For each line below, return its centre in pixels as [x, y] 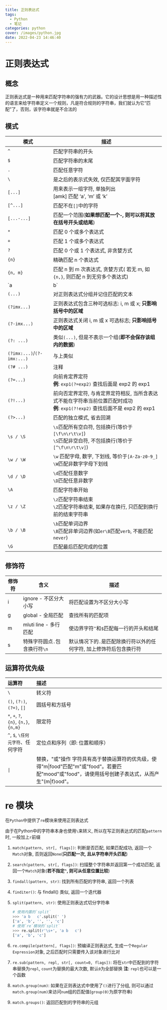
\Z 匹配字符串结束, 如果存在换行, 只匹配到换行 [106, 507]
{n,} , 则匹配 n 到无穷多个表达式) [91, 276]
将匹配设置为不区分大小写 [99, 602]
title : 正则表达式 [22, 10]
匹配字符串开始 [71, 490]
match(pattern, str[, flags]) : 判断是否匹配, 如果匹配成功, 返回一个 [82, 848]
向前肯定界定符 [71, 376]
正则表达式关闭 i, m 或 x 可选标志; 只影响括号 [105, 320]
